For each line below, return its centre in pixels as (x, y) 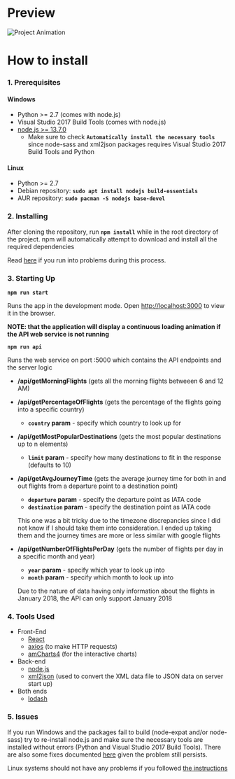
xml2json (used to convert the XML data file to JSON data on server (126, 676)
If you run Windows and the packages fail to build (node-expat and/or (108, 732)
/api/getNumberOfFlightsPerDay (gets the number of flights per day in (120, 549)
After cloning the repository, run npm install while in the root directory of (113, 232)
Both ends (32, 692)
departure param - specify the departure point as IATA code (114, 500)
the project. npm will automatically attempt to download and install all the (112, 239)
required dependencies (41, 246)
